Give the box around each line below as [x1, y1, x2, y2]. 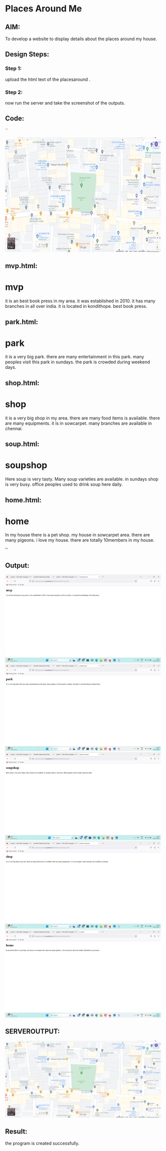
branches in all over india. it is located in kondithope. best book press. [5, 303, 147, 309]
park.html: [5, 318, 39, 326]
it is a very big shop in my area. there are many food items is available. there [5, 415, 160, 421]
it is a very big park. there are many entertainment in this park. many [5, 354, 144, 360]
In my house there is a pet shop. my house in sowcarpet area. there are [5, 532, 150, 538]
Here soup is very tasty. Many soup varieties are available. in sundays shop [5, 476, 159, 482]
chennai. [5, 425, 23, 431]
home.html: [5, 496, 42, 504]
